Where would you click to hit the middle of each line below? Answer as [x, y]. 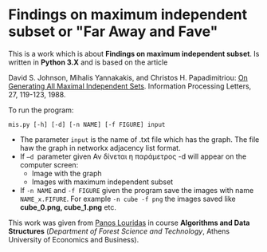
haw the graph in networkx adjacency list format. [100, 148]
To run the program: [41, 110]
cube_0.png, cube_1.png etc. [68, 207]
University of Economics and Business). [74, 239]
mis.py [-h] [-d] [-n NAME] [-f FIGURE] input [87, 124]
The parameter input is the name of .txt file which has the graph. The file [139, 139]
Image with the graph [67, 173]
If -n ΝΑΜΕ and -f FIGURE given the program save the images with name [137, 190]
